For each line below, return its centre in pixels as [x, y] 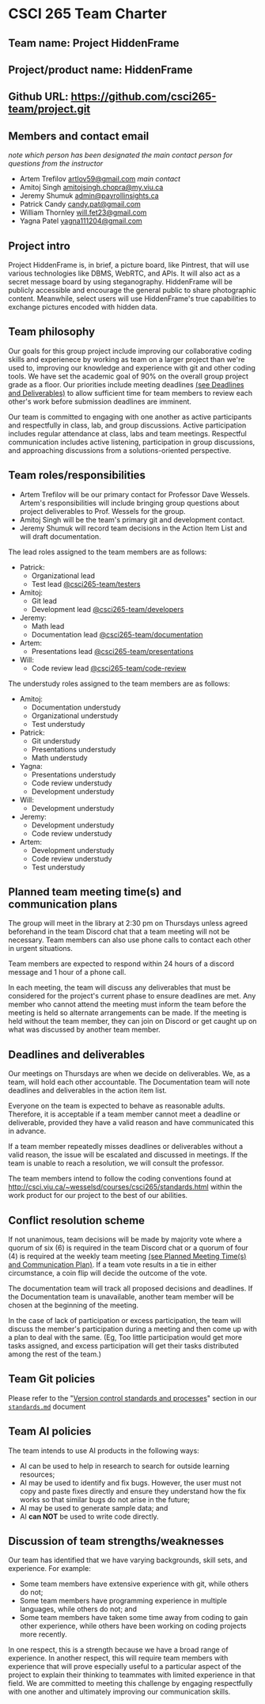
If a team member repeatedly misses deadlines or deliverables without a [126, 1147]
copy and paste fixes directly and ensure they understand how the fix [133, 1491]
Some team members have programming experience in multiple [123, 1601]
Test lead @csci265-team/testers [86, 584]
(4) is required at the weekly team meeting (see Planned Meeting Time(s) [127, 1257]
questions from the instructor [56, 164]
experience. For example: [49, 1569]
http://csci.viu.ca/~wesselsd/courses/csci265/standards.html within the [125, 1187]
